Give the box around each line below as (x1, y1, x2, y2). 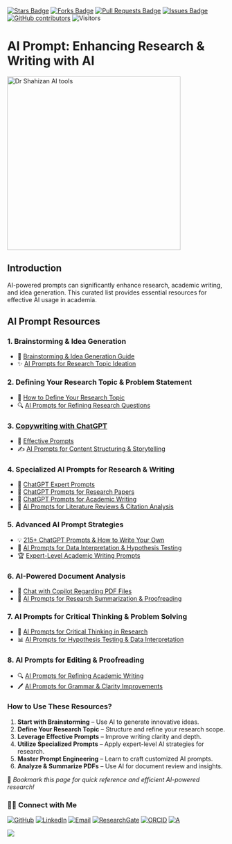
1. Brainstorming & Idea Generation (7, 337, 127, 347)
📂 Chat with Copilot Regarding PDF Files (17, 587, 132, 595)
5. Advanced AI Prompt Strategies (7, 520, 124, 529)
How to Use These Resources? (7, 702, 112, 711)
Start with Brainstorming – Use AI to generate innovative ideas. (17, 718, 199, 726)
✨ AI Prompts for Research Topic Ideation (17, 360, 136, 368)
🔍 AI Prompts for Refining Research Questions (17, 401, 151, 409)
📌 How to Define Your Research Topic (17, 393, 125, 402)
